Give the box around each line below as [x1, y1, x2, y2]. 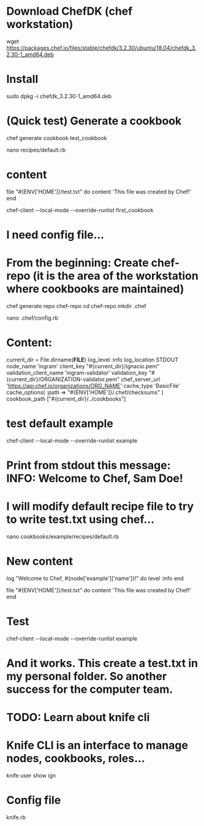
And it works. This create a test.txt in [6, 656, 198, 670]
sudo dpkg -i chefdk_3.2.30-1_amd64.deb [6, 92, 112, 99]
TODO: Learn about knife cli [6, 711, 150, 725]
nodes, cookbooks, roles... [6, 752, 145, 765]
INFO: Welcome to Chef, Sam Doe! [6, 471, 184, 485]
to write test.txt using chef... [6, 512, 155, 527]
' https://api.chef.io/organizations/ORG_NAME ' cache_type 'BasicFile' [6, 382, 181, 389]
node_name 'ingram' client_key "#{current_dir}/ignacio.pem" [6, 362, 160, 369]
